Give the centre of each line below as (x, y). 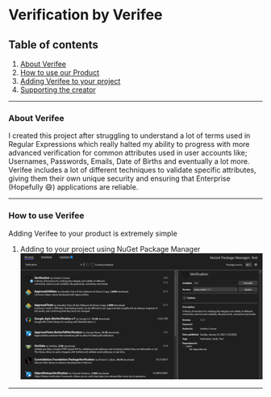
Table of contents (53, 45)
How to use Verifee (46, 215)
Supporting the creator (58, 90)
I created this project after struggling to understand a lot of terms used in (129, 136)
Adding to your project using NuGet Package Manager (110, 249)
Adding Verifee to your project (70, 81)
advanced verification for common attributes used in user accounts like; (128, 153)
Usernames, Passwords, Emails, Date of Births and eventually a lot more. (129, 161)
